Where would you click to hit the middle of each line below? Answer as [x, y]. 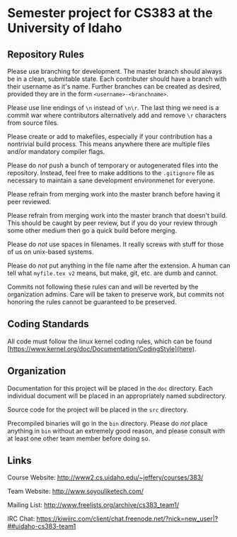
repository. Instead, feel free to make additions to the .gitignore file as [111, 173]
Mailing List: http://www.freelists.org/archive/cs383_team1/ [93, 505]
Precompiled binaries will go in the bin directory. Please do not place [108, 423]
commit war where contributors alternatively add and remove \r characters [117, 115]
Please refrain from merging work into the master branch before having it [114, 194]
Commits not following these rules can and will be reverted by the [103, 287]
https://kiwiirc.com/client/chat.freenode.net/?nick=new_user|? [127, 519]
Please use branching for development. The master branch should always [115, 71]
